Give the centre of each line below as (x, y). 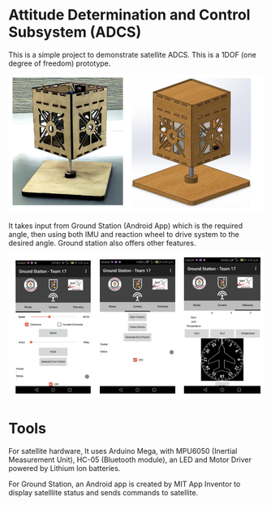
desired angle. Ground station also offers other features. (102, 243)
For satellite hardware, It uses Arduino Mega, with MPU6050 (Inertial (123, 451)
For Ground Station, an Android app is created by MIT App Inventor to (125, 484)
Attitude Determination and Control (129, 15)
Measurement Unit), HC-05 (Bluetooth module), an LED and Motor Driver (130, 460)
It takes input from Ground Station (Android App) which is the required (126, 226)
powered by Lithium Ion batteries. (65, 468)
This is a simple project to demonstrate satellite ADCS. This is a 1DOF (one (133, 54)
